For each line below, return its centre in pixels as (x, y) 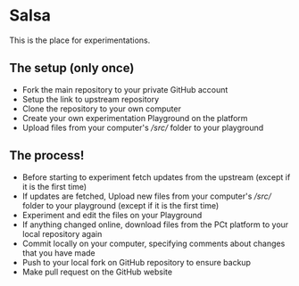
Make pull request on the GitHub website (97, 272)
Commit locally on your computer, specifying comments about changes (154, 243)
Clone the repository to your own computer (101, 109)
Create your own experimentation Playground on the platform (135, 118)
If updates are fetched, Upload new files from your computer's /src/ (147, 196)
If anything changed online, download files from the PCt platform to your (155, 225)
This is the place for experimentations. (80, 40)
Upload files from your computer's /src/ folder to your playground (143, 127)
